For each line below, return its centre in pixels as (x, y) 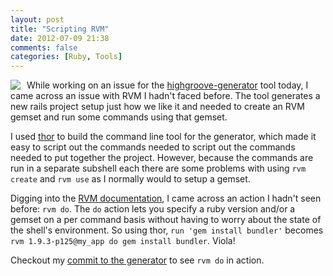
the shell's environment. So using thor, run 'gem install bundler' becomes (167, 230)
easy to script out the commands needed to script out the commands (153, 147)
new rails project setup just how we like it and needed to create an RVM (157, 107)
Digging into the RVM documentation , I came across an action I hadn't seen (166, 198)
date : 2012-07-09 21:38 (60, 38)
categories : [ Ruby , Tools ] (66, 57)
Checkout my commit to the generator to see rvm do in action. (137, 260)
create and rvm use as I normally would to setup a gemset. (130, 179)
